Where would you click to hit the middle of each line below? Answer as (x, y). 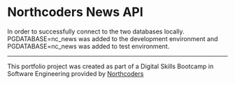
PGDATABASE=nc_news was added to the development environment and (113, 38)
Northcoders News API (75, 12)
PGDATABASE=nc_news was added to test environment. (88, 46)
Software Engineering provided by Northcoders (76, 73)
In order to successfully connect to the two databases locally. (96, 31)
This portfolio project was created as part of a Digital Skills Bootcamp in (111, 66)
